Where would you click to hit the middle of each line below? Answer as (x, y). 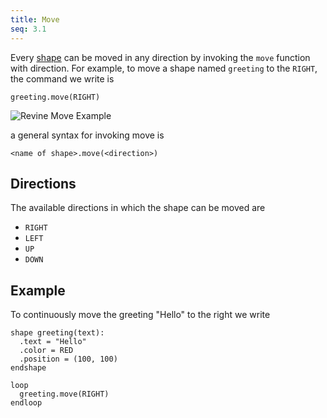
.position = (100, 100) (68, 359)
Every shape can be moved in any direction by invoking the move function (160, 57)
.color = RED (46, 351)
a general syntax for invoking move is (87, 135)
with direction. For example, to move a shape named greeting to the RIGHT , (164, 68)
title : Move (35, 19)
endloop (26, 403)
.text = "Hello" (53, 342)
